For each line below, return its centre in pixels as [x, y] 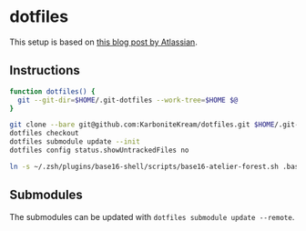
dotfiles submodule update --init [75, 142]
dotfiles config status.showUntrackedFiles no [99, 150]
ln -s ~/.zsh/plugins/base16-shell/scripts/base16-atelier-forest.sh [144, 166]
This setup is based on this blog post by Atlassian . [103, 42]
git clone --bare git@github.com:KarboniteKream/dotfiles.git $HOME [142, 125]
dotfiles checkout [44, 134]
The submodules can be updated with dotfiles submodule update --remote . [152, 216]
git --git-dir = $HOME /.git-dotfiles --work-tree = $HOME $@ [128, 100]
